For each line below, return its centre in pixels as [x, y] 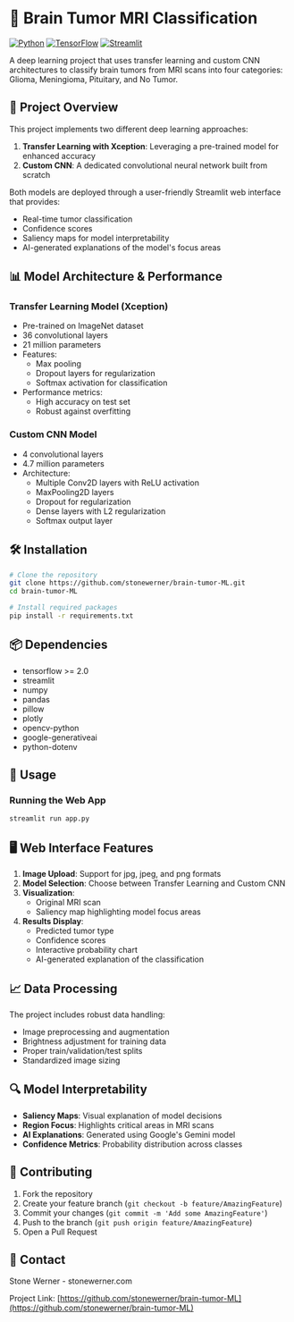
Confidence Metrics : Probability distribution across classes [132, 1144]
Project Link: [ [35, 1299]
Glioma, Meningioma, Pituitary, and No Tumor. [94, 79]
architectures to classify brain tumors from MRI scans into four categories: [146, 70]
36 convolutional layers [65, 335]
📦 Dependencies [59, 645]
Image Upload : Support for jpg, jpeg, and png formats [122, 874]
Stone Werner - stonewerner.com [71, 1281]
